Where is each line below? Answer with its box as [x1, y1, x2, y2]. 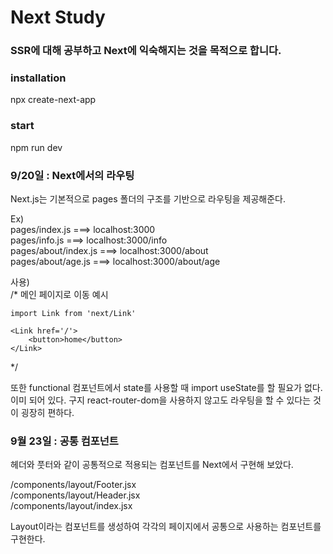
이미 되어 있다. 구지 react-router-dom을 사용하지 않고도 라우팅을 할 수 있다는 [10, 394, 312, 406]
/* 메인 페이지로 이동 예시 [10, 289, 109, 300]
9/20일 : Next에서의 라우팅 [10, 168, 135, 182]
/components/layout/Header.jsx [10, 489, 141, 501]
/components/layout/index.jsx [10, 500, 133, 512]
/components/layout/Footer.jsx [10, 479, 137, 491]
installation [10, 71, 67, 85]
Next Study [10, 6, 106, 29]
